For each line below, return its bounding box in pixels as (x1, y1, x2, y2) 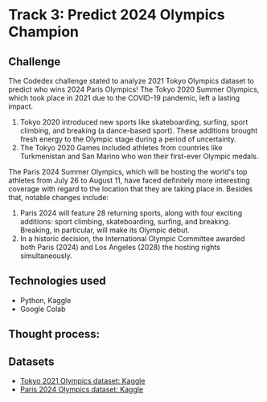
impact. (8, 102, 34, 111)
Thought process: (8, 327, 101, 341)
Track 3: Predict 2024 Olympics (8, 6, 225, 24)
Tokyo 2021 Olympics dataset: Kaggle (19, 376, 146, 386)
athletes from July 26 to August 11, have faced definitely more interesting (8, 175, 250, 185)
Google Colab (19, 304, 66, 314)
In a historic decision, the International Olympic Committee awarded (19, 234, 245, 243)
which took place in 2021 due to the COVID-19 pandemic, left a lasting (8, 93, 240, 102)
